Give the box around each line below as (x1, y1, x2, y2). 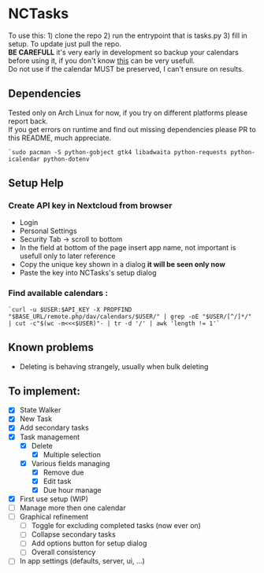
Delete (31, 441, 54, 450)
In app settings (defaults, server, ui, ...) (19, 556, 146, 566)
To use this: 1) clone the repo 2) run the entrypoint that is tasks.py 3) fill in (8, 31, 248, 40)
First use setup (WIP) (19, 494, 89, 504)
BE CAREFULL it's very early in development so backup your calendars (8, 47, 239, 57)
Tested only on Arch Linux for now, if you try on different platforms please (8, 108, 248, 117)
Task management (19, 432, 80, 442)
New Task (19, 414, 53, 423)
